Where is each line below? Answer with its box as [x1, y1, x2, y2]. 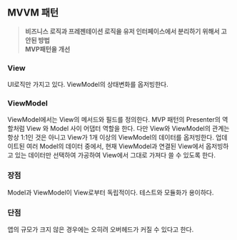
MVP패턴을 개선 [24, 45, 71, 53]
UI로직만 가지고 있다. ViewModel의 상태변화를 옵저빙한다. [7, 80, 169, 89]
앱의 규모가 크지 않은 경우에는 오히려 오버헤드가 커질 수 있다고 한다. [7, 225, 194, 234]
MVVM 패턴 [7, 6, 59, 19]
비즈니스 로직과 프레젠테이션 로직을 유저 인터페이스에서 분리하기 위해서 [24, 27, 220, 36]
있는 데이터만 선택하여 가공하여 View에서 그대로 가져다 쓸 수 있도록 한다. [14, 151, 216, 160]
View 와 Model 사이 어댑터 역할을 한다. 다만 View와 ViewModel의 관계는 [26, 124, 230, 133]
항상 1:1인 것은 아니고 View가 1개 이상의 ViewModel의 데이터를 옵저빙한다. [7, 133, 214, 142]
